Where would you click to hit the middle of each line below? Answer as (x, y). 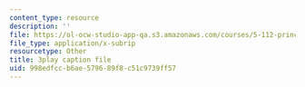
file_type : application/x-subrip (73, 43)
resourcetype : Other (49, 52)
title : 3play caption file (60, 60)
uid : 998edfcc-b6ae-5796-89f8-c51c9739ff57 (93, 69)
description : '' (40, 26)
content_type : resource (54, 18)
